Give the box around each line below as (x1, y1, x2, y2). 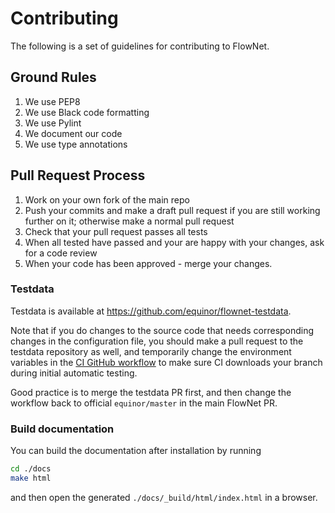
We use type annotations (24, 138, 128, 150)
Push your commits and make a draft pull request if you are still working (24, 204, 321, 216)
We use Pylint (24, 117, 82, 129)
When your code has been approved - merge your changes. (24, 257, 273, 269)
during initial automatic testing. (10, 367, 138, 379)
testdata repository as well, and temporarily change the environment (10, 345, 292, 357)
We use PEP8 (24, 95, 81, 107)
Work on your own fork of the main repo (24, 193, 190, 206)
